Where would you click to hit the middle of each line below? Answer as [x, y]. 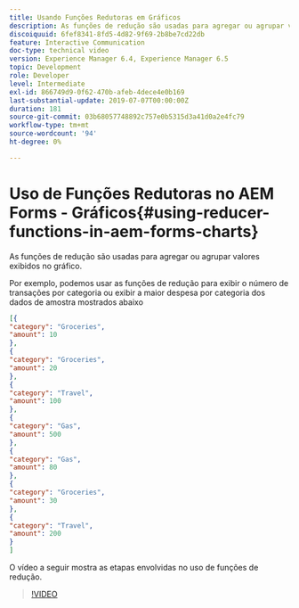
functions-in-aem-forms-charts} [134, 231]
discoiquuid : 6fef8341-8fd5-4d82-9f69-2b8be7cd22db [107, 34]
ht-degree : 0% [36, 142]
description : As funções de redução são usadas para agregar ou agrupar [147, 26]
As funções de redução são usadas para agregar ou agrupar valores [134, 256]
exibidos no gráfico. [46, 266]
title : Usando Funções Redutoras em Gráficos [95, 17]
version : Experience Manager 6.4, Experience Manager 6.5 [119, 59]
